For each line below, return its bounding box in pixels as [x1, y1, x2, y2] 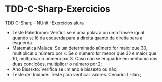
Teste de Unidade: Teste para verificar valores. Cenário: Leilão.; [12, 71, 142, 77]
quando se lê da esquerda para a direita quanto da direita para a [12, 35, 143, 41]
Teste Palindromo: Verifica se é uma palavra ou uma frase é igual [12, 29, 144, 35]
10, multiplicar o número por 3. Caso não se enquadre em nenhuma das [12, 55, 158, 61]
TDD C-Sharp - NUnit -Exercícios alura [5, 20, 84, 26]
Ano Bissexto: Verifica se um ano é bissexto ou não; [12, 66, 118, 72]
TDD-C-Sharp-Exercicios [5, 3, 111, 15]
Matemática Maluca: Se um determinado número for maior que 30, [12, 45, 148, 51]
